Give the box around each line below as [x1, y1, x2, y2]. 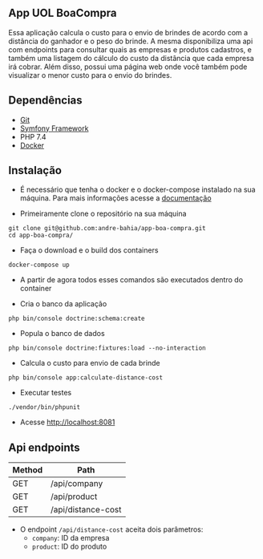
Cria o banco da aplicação [19, 299, 107, 309]
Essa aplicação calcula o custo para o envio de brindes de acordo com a [8, 27, 249, 37]
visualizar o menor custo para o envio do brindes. [8, 70, 172, 79]
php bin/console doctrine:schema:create [8, 314, 146, 323]
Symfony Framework [19, 124, 89, 133]
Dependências [8, 94, 83, 107]
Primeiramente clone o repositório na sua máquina [19, 209, 187, 219]
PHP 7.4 [19, 132, 47, 141]
